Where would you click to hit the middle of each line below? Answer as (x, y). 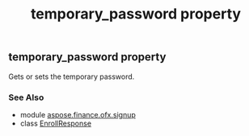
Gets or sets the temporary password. (72, 76)
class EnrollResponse (55, 123)
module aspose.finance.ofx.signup (78, 114)
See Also (26, 97)
